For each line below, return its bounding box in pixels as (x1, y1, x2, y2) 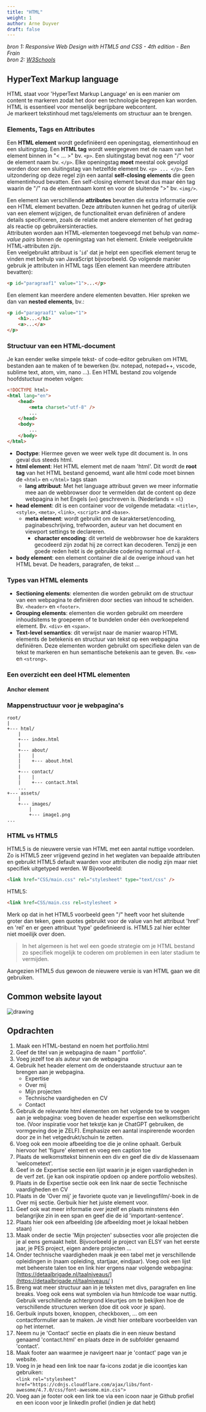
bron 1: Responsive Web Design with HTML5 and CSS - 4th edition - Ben (7, 43, 191, 50)
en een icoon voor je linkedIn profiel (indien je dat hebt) (15, 1398, 156, 1406)
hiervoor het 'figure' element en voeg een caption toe (15, 1147, 151, 1154)
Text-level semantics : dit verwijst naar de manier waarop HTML (15, 629, 178, 637)
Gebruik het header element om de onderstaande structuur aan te (15, 1061, 183, 1069)
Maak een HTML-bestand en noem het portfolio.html (15, 1042, 149, 1049)
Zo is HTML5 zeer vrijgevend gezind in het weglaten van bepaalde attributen (7, 852, 200, 859)
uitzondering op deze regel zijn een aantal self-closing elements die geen (7, 171, 195, 179)
